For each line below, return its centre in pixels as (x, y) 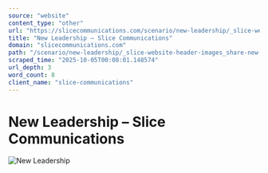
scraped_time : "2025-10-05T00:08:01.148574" (83, 61)
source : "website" (39, 16)
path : (17, 53)
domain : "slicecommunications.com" (67, 45)
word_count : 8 (32, 75)
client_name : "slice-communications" (71, 82)
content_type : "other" (46, 23)
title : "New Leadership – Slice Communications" (91, 38)
